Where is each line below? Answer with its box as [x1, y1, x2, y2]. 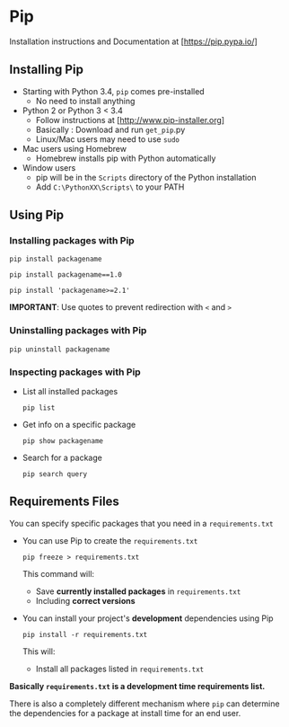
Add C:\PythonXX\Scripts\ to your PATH [35, 182, 185, 192]
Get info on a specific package [22, 420, 136, 430]
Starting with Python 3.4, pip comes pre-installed [22, 85, 205, 96]
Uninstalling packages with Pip [9, 324, 147, 337]
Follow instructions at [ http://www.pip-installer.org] [35, 114, 225, 125]
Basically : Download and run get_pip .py [35, 124, 186, 135]
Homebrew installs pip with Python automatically [35, 153, 216, 164]
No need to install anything [35, 95, 136, 106]
